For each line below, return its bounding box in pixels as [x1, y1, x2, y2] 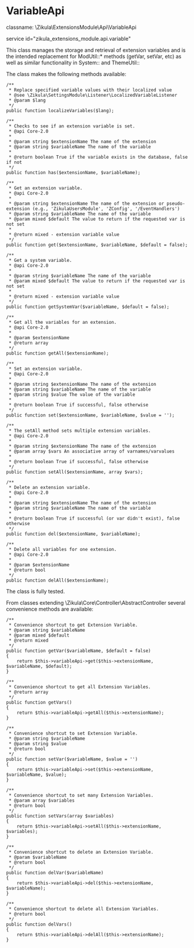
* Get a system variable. [8, 257, 72, 263]
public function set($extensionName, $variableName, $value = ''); [6, 412, 175, 418]
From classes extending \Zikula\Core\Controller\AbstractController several [6, 599, 186, 606]
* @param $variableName [8, 854, 67, 860]
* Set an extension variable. [8, 366, 83, 372]
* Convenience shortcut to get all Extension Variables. [8, 684, 151, 690]
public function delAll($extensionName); [6, 577, 109, 583]
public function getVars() [6, 699, 72, 706]
